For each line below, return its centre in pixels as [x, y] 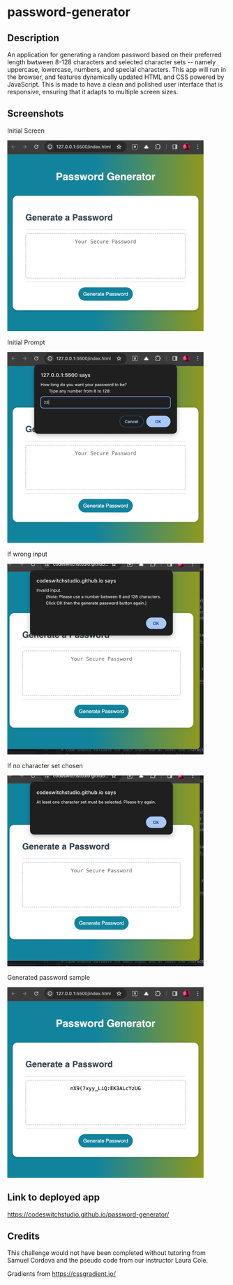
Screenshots [36, 113]
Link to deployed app [53, 1197]
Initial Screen [26, 131]
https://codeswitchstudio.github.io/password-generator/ [88, 1214]
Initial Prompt [26, 342]
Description [33, 38]
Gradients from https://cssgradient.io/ [62, 1274]
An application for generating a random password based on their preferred [114, 54]
